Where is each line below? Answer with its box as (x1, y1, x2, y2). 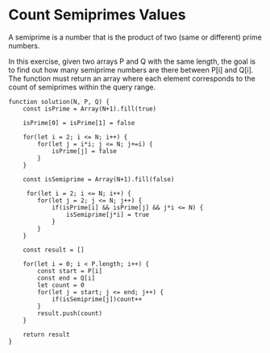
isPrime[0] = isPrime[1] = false (23, 118, 135, 127)
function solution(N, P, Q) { (8, 98, 110, 106)
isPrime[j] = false (51, 147, 117, 155)
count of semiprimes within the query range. (8, 82, 156, 92)
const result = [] (23, 246, 85, 254)
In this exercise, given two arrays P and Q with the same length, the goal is (8, 56, 256, 66)
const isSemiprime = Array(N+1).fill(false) (23, 175, 175, 183)
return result (23, 330, 70, 338)
